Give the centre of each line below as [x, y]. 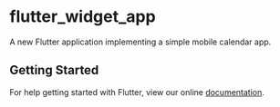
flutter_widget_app [83, 17]
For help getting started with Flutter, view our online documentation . [137, 92]
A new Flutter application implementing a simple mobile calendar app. [140, 42]
